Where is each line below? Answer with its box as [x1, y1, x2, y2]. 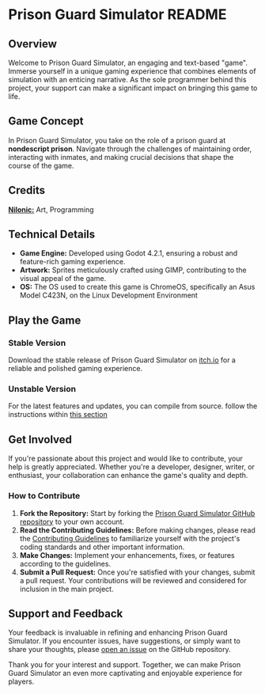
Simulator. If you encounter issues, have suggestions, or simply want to [8, 636, 241, 646]
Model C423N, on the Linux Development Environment [19, 290, 198, 300]
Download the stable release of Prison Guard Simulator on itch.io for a [8, 355, 236, 365]
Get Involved [8, 433, 73, 446]
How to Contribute [8, 491, 81, 502]
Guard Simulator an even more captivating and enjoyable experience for [8, 669, 243, 678]
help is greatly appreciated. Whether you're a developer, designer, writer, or [8, 462, 256, 472]
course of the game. [8, 161, 74, 170]
